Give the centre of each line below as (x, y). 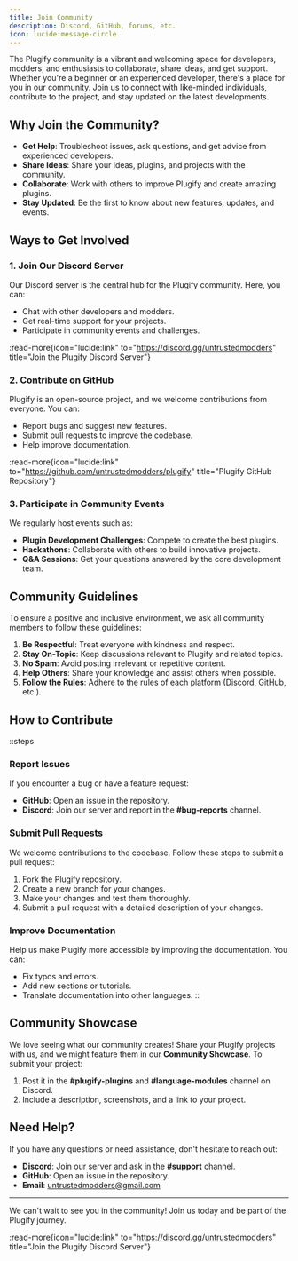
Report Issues (40, 765)
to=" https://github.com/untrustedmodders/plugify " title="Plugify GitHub (141, 472)
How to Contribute (61, 720)
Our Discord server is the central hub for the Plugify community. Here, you (145, 284)
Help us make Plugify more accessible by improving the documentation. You (149, 949)
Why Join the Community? (84, 125)
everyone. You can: (44, 408)
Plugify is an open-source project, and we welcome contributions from (138, 400)
